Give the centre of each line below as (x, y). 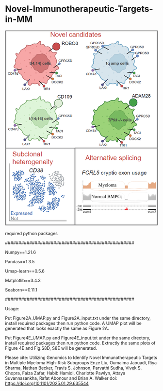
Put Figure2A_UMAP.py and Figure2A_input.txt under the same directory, (78, 318)
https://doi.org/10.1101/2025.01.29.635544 (47, 383)
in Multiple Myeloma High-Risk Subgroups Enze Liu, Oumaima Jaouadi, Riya (81, 362)
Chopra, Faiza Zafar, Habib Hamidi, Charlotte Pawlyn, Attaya (65, 373)
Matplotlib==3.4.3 (23, 280)
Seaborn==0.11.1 (21, 289)
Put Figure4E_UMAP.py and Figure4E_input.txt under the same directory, (78, 338)
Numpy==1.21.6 (21, 252)
